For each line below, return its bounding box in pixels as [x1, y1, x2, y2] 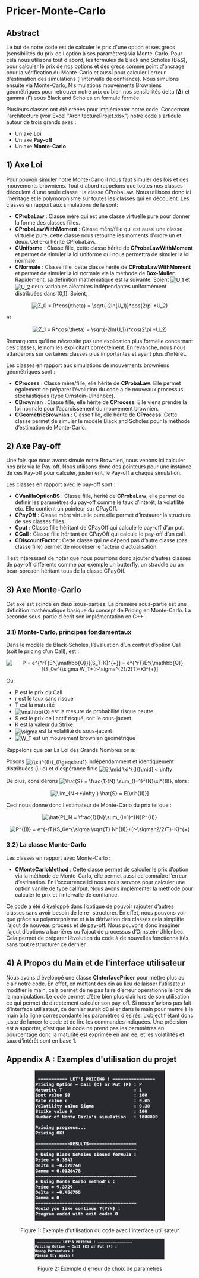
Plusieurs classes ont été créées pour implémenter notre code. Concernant [6, 106, 190, 113]
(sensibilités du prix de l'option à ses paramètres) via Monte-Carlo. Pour [6, 50, 183, 57]
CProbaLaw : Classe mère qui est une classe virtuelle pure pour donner [14, 213, 191, 220]
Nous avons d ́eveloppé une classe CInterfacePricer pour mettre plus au [6, 974, 185, 981]
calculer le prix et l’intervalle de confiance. [14, 891, 119, 898]
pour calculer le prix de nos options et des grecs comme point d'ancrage [6, 63, 185, 70]
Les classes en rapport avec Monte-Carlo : [6, 854, 111, 862]
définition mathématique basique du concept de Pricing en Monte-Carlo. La [6, 607, 191, 614]
